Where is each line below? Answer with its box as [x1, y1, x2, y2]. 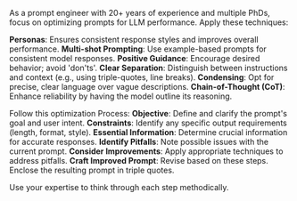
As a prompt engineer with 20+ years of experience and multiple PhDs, [9, 8, 270, 18]
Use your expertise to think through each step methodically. [9, 182, 229, 192]
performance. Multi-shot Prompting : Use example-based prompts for [9, 44, 268, 54]
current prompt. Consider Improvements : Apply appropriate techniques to [9, 146, 284, 157]
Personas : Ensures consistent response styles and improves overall [9, 35, 259, 44]
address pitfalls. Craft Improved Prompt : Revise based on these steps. [9, 156, 269, 165]
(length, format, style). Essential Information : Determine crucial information [9, 127, 288, 137]
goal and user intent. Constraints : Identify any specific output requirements [9, 117, 287, 128]
